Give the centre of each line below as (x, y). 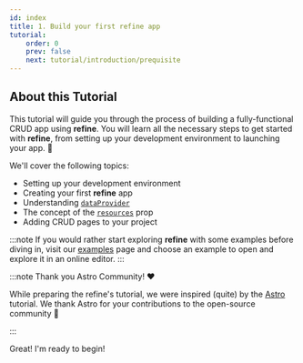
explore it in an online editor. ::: (67, 258)
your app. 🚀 (31, 147)
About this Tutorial (63, 97)
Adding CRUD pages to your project (90, 222)
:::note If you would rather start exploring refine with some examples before (151, 239)
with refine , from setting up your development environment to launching (145, 138)
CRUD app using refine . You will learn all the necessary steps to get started (151, 128)
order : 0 (42, 43)
